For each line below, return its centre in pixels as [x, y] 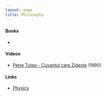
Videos [13, 54]
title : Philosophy [24, 15]
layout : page [19, 10]
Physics [21, 88]
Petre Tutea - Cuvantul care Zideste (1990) [57, 65]
